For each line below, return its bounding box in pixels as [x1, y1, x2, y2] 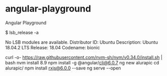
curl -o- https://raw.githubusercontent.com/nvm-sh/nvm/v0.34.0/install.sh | [5, 54, 162, 60]
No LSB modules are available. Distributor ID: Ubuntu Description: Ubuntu [5, 39, 158, 45]
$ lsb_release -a [5, 29, 39, 35]
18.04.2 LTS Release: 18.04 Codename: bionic [5, 44, 100, 50]
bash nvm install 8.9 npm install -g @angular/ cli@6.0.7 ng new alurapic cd [5, 59, 159, 65]
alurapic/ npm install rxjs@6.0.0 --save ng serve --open [5, 65, 121, 71]
